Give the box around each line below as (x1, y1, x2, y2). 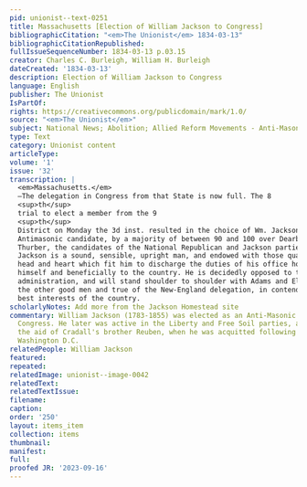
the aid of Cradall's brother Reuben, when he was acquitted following (17, 328, 297, 337)
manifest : (9, 447, 48, 456)
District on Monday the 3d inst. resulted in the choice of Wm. (17, 226, 268, 235)
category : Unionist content (9, 141, 117, 150)
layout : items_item (9, 421, 84, 430)
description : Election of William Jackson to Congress (9, 73, 223, 82)
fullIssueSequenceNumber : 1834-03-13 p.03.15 (9, 48, 185, 57)
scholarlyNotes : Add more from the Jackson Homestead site (9, 302, 239, 312)
